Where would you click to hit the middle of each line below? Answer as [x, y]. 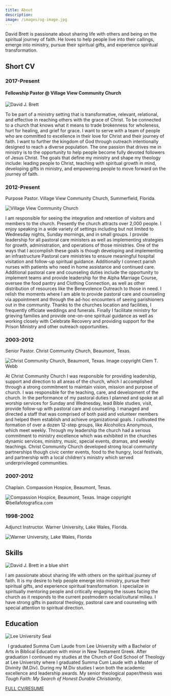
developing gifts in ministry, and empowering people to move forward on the [86, 169]
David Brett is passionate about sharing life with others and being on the [81, 34]
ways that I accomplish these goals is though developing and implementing [84, 251]
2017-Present [22, 81]
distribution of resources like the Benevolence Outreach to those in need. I [83, 289]
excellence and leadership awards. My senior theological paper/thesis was [84, 673]
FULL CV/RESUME [25, 688]
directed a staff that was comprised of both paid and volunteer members [82, 414]
